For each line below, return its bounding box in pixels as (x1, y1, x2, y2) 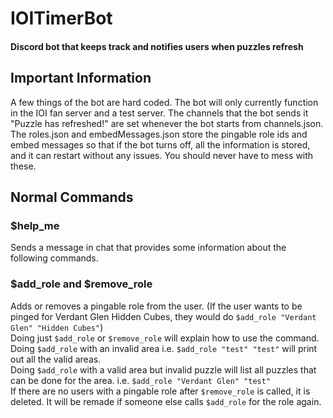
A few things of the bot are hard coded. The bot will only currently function (10, 96, 319, 108)
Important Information (10, 70, 152, 87)
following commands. (10, 252, 99, 264)
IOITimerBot (10, 7, 113, 30)
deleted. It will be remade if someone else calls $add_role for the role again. (10, 395, 322, 407)
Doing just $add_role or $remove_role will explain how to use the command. (10, 332, 320, 344)
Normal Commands (10, 188, 134, 206)
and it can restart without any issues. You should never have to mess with (10, 149, 314, 161)
